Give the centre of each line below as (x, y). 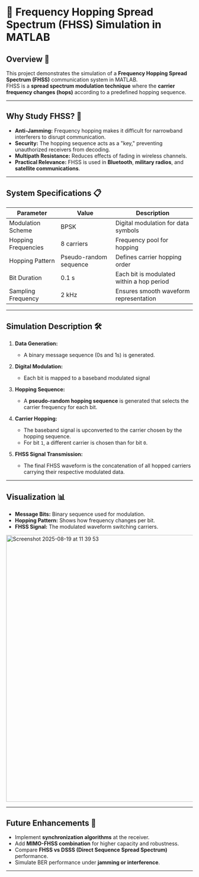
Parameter (32, 213)
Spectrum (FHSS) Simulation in (84, 25)
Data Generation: (36, 343)
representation (136, 298)
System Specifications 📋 (54, 193)
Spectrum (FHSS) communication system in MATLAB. (72, 80)
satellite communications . (47, 168)
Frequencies (26, 247)
